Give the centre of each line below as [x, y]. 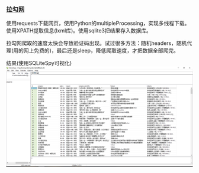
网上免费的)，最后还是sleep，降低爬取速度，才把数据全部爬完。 [101, 51]
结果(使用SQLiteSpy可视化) [39, 63]
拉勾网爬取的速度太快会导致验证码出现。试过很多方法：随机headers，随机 [97, 43]
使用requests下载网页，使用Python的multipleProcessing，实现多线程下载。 [98, 23]
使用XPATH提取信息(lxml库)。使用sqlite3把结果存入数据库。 [79, 31]
